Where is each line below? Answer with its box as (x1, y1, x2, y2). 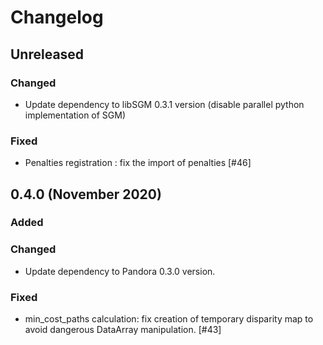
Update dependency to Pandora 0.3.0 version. (24, 265, 216, 277)
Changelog (10, 6, 104, 29)
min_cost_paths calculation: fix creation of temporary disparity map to (24, 313, 314, 325)
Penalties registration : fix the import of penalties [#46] (24, 157, 252, 169)
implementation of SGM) (24, 109, 127, 121)
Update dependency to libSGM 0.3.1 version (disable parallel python (24, 98, 305, 110)
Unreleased (10, 46, 85, 63)
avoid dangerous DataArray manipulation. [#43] (24, 324, 222, 336)
